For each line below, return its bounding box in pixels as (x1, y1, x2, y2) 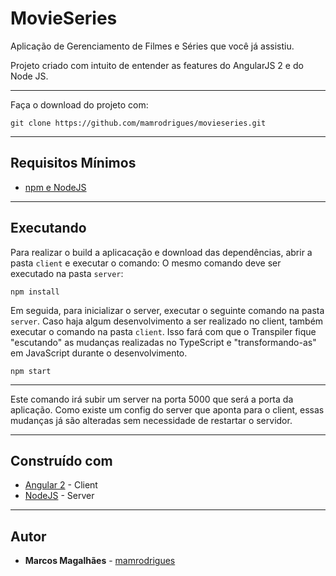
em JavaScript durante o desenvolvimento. (10, 347, 188, 359)
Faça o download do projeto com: (10, 98, 149, 111)
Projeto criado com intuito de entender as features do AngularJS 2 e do (10, 59, 304, 71)
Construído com (10, 452, 113, 469)
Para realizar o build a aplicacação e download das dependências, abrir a (10, 246, 313, 258)
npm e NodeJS (24, 181, 87, 193)
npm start (10, 366, 52, 376)
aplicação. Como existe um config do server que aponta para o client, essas (10, 403, 325, 416)
